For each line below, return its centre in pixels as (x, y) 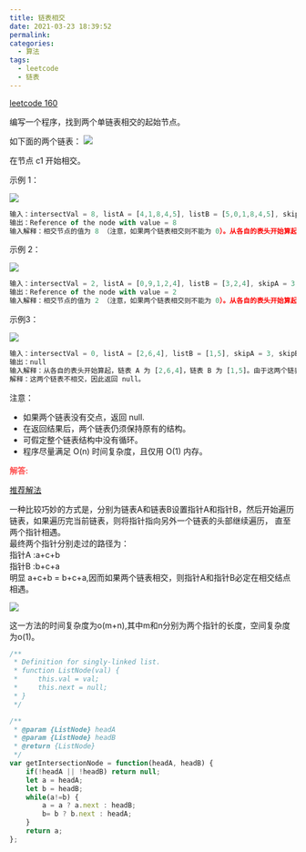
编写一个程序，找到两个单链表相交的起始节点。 (97, 122)
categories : (32, 43)
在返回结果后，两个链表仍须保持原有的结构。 (107, 428)
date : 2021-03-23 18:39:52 (61, 26)
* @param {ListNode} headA (65, 729)
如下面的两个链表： (46, 141)
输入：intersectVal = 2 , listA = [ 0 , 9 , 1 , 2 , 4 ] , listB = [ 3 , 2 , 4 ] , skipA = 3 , (154, 284)
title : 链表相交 (37, 18)
